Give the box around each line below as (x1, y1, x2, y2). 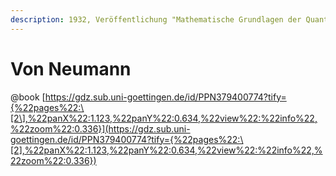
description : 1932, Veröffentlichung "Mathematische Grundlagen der (10, 14, 302, 25)
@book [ (10, 91, 46, 103)
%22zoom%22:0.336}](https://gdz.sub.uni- (10, 122, 191, 135)
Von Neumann (10, 57, 132, 80)
